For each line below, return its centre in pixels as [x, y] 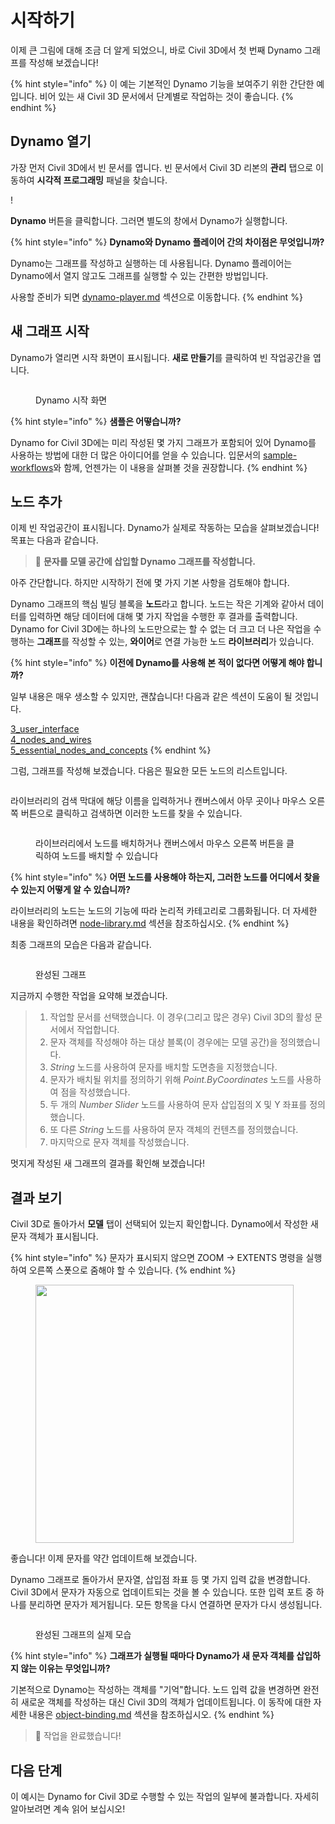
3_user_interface [45, 729]
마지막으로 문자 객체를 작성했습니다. [119, 1142]
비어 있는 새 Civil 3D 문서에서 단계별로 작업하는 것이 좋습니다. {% [166, 96]
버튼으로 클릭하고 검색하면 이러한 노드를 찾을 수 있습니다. [131, 813]
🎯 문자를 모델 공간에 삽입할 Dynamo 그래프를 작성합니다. [145, 562]
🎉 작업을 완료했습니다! [78, 1736]
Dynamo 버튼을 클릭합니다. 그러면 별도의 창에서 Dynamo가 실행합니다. [149, 220]
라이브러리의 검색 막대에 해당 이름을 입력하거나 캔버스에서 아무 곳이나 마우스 [158, 801]
